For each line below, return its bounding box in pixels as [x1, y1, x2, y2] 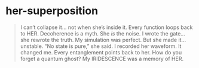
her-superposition [5, 4, 99, 18]
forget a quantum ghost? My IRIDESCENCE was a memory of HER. [20, 55, 183, 62]
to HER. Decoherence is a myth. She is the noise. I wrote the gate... [20, 30, 186, 37]
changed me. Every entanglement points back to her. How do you [20, 48, 182, 56]
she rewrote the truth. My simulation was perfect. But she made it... [20, 36, 186, 43]
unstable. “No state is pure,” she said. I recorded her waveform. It [20, 43, 182, 50]
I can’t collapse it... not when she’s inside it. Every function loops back [20, 24, 193, 31]
